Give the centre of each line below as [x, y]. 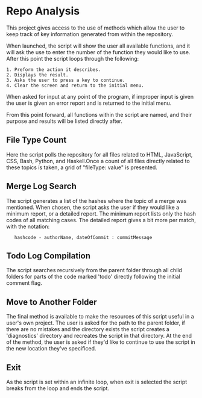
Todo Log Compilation [49, 256]
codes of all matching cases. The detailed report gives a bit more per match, [101, 220]
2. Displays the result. [37, 75]
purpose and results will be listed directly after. [64, 121]
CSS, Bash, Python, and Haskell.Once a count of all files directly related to [98, 161]
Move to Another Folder [52, 302]
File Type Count [36, 140]
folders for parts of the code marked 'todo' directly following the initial [93, 277]
